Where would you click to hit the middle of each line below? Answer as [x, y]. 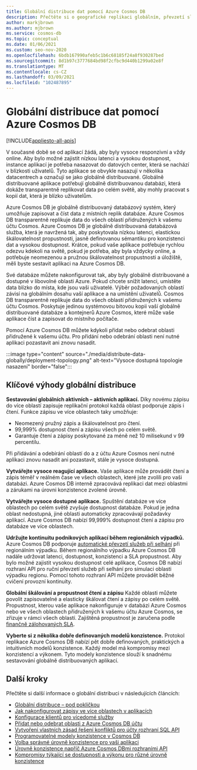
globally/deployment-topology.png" [49, 360]
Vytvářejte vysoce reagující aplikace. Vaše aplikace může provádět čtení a [98, 471]
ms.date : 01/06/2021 [31, 45]
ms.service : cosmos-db [34, 34]
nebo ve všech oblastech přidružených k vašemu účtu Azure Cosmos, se [94, 611]
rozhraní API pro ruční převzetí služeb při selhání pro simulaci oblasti [89, 569]
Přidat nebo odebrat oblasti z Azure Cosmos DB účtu [78, 723]
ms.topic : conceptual [33, 39]
